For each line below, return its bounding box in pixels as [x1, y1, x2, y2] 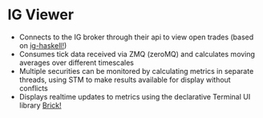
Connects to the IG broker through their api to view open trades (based [18, 32, 254, 42]
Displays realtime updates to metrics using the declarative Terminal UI [18, 92, 251, 101]
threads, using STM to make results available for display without [18, 75, 231, 84]
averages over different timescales [18, 58, 134, 67]
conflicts [18, 83, 49, 93]
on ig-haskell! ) [18, 40, 67, 50]
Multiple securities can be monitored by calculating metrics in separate [18, 66, 254, 75]
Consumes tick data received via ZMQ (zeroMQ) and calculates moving [18, 49, 256, 59]
